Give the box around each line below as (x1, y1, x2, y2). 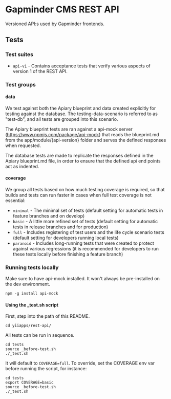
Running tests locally (5, 264, 59, 271)
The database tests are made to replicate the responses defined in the (5, 152, 154, 158)
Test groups (5, 81, 36, 88)
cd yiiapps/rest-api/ (5, 323, 52, 329)
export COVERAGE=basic (5, 380, 54, 385)
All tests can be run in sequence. (5, 332, 75, 338)
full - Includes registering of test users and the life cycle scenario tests (12, 229, 165, 235)
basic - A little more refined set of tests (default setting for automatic (12, 218, 158, 224)
